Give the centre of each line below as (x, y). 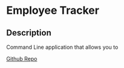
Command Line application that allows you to (62, 47)
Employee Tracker (53, 11)
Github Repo (22, 59)
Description (29, 33)
